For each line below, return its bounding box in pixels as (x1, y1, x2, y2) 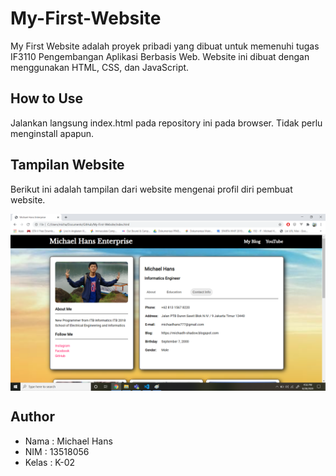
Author (10, 408, 55, 426)
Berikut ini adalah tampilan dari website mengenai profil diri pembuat (10, 183, 293, 195)
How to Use (10, 90, 84, 107)
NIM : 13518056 (24, 445, 90, 457)
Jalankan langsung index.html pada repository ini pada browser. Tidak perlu (10, 117, 323, 129)
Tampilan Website (10, 157, 125, 174)
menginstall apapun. (10, 127, 95, 139)
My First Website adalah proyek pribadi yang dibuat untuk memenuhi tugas (10, 40, 320, 52)
